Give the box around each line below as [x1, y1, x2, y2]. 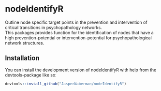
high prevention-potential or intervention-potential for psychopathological [5, 35, 152, 41]
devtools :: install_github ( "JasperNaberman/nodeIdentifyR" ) [5, 81, 127, 86]
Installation [5, 54, 40, 62]
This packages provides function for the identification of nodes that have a [5, 30, 154, 35]
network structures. [5, 40, 44, 45]
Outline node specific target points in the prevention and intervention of [5, 19, 147, 25]
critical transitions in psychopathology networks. [5, 24, 102, 30]
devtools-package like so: [5, 72, 57, 78]
